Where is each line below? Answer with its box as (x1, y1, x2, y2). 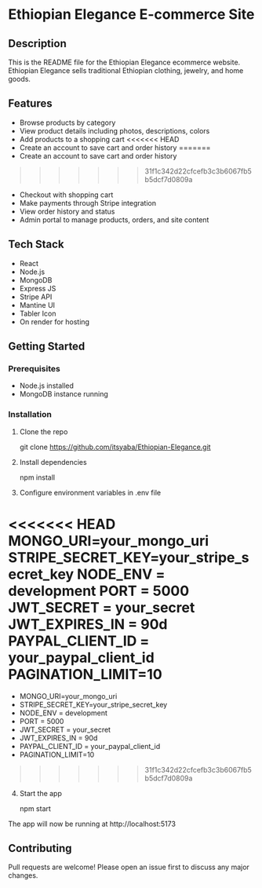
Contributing (8, 842, 72, 855)
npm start (19, 803, 51, 813)
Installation (8, 409, 53, 420)
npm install (19, 473, 56, 482)
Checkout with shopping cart (19, 190, 114, 199)
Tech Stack (8, 238, 64, 251)
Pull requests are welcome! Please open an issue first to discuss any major (8, 862, 249, 872)
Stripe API (19, 292, 53, 301)
